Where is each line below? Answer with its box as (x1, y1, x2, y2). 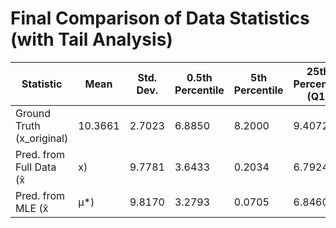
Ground (15, 106, 51, 120)
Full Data (15, 160, 57, 174)
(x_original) (15, 131, 69, 145)
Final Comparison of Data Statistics (10, 7, 310, 30)
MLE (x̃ (15, 201, 49, 215)
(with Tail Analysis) (10, 28, 173, 51)
